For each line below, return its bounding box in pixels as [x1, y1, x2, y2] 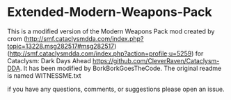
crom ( [7, 34, 26, 42]
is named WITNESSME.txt [7, 71, 81, 80]
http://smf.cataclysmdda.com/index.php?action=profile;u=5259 [9, 49, 192, 58]
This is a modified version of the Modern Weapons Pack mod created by [7, 27, 215, 35]
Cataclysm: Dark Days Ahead [7, 56, 92, 65]
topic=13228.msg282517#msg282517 [7, 42, 115, 50]
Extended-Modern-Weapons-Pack [7, 4, 212, 20]
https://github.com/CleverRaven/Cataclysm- [93, 56, 220, 65]
